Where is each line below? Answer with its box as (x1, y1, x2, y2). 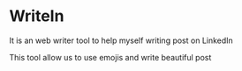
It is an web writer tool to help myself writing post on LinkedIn (9, 35, 234, 46)
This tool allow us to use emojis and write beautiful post (9, 52, 212, 62)
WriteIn (9, 6, 64, 26)
